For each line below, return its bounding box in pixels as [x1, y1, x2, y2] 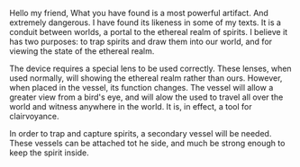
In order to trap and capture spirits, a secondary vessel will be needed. [9, 128, 272, 138]
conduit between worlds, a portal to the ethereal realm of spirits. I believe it [9, 27, 288, 37]
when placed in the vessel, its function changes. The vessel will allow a [9, 83, 274, 92]
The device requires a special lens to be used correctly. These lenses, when [9, 63, 292, 74]
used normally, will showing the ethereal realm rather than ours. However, [9, 73, 283, 83]
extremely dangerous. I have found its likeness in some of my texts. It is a [9, 17, 282, 28]
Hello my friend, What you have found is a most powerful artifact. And [9, 8, 268, 18]
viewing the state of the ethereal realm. [9, 46, 155, 57]
